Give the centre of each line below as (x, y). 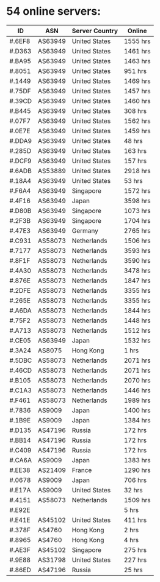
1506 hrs (137, 241)
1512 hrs (137, 330)
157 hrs (135, 161)
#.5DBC (21, 360)
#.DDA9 (21, 141)
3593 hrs (137, 250)
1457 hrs (137, 91)
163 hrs (135, 150)
